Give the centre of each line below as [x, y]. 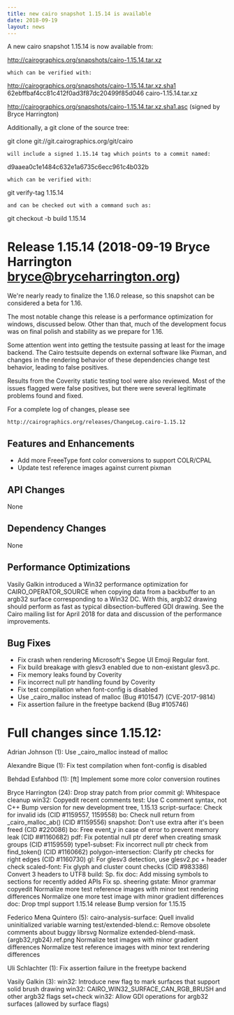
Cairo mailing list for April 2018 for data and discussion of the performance [115, 614]
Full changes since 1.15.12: [85, 732]
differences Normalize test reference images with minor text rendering [109, 947]
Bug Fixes [29, 643]
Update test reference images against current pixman [94, 468]
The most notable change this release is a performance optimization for [110, 317]
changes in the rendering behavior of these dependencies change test [109, 360]
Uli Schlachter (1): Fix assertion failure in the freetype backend [97, 968]
